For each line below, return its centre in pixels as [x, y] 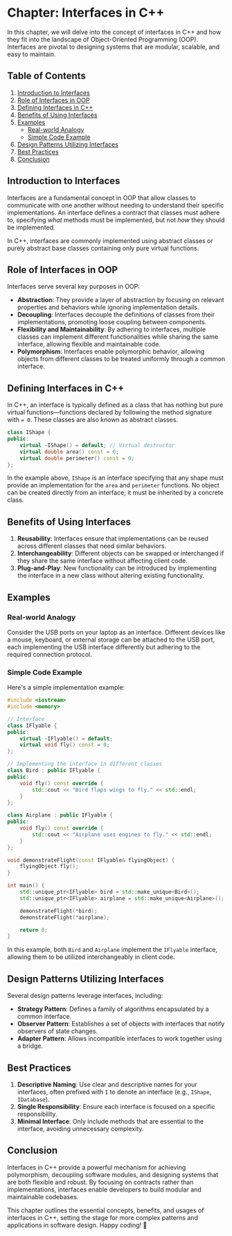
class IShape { [29, 433]
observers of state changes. [57, 1031]
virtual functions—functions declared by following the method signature [110, 412]
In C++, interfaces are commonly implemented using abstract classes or [110, 240]
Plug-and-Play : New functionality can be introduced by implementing [117, 568]
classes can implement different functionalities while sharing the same [117, 337]
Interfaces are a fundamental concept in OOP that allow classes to [101, 198]
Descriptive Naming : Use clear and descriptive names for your [107, 1084]
